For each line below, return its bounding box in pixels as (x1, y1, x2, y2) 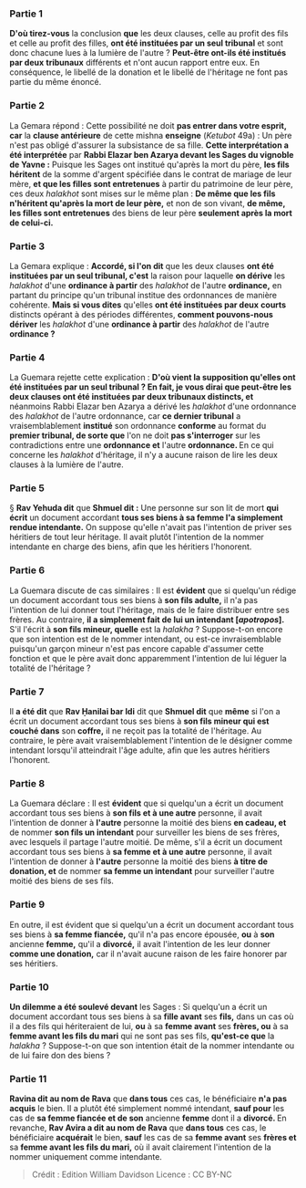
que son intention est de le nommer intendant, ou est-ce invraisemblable (9, 633, 282, 644)
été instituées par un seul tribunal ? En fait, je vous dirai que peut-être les (9, 381, 291, 392)
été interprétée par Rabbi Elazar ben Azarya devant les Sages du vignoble (9, 149, 294, 160)
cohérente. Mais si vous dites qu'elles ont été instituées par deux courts (9, 299, 287, 310)
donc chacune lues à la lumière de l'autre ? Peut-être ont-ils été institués (9, 47, 287, 58)
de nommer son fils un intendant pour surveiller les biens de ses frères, (9, 827, 280, 838)
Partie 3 (9, 240, 46, 253)
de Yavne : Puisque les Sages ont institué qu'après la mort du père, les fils (9, 159, 290, 170)
